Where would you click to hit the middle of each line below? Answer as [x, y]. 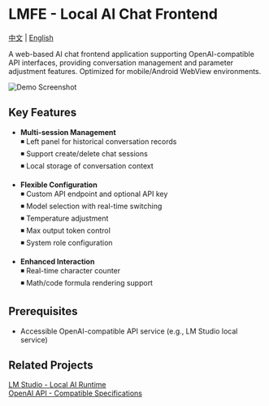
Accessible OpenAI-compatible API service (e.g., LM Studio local [129, 331]
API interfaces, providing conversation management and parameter [121, 63]
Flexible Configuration [59, 185]
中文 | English [31, 37]
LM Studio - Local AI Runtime [57, 385]
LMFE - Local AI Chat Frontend [113, 14]
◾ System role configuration [66, 242]
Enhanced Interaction [57, 261]
